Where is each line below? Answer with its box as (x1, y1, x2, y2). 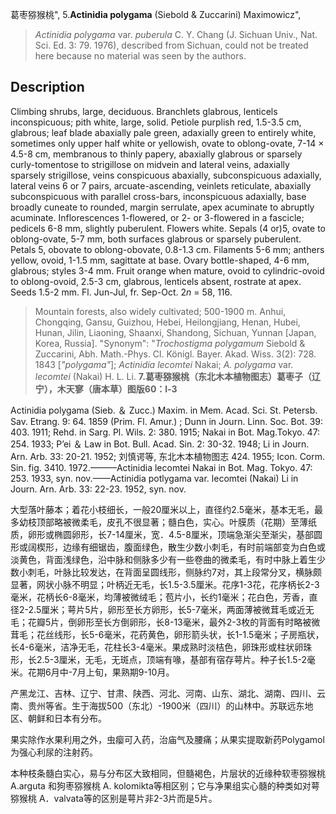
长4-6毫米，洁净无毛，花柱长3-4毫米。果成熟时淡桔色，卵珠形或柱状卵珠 (10, 641, 313, 653)
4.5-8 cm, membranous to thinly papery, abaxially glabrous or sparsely (10, 148, 303, 160)
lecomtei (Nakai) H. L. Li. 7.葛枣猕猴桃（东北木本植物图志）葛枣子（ (34, 370, 312, 382)
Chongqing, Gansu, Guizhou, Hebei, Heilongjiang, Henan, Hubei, (34, 316, 301, 328)
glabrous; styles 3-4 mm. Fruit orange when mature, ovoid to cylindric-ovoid (10, 264, 325, 277)
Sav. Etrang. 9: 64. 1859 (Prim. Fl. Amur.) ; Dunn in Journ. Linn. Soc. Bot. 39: (10, 415, 324, 427)
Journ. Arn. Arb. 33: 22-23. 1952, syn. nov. (10, 483, 187, 495)
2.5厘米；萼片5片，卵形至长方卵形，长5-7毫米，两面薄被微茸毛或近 (28, 603, 306, 615)
